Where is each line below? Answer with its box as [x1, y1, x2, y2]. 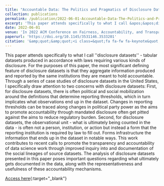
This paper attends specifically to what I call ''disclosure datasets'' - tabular [5, 52, 158, 58]
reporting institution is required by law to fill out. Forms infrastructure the [5, 130, 151, 135]
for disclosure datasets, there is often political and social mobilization [5, 88, 144, 94]
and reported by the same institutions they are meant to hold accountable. [5, 73, 154, 78]
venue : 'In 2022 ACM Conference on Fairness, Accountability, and [5, 30, 143, 35]
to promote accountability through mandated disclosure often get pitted [5, 109, 149, 115]
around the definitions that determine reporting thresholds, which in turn [5, 93, 150, 99]
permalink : [5, 16, 27, 21]
